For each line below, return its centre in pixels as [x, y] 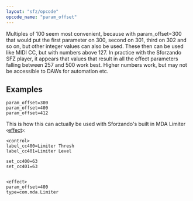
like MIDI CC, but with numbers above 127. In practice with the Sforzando [94, 52]
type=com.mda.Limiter [32, 192]
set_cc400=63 [22, 162]
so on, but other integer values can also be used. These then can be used [95, 46]
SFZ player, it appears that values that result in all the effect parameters [92, 59]
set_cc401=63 [22, 167]
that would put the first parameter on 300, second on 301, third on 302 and [96, 40]
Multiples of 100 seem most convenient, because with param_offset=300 [94, 33]
